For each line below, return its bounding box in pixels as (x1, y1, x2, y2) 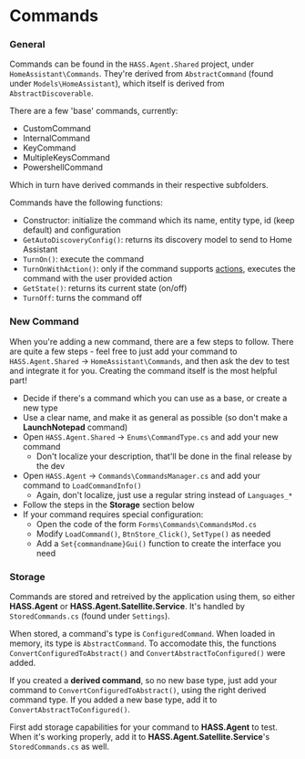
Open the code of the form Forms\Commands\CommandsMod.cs (36, 518, 258, 529)
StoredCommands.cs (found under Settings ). (9, 610, 170, 621)
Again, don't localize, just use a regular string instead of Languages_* (36, 489, 293, 500)
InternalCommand (22, 133, 91, 144)
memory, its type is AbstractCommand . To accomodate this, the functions (9, 638, 277, 649)
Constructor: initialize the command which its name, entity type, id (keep (22, 215, 295, 226)
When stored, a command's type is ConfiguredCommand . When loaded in (9, 629, 276, 639)
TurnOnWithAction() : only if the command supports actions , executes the (22, 264, 296, 275)
